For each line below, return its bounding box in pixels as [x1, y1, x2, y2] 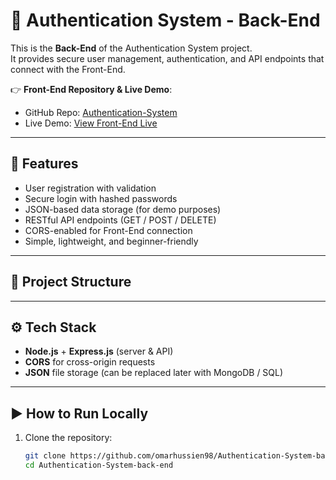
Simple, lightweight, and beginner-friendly [24, 235, 199, 247]
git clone [24, 451, 67, 461]
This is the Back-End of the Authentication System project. [10, 42, 253, 54]
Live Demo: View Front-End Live [24, 117, 158, 129]
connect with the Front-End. [10, 63, 126, 75]
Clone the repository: [24, 432, 113, 444]
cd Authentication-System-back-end [24, 460, 174, 471]
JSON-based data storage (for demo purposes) [24, 203, 222, 215]
